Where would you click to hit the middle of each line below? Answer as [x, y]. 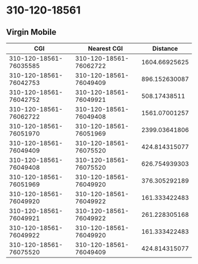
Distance [165, 49]
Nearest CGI [105, 49]
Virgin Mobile [31, 32]
